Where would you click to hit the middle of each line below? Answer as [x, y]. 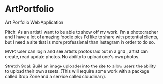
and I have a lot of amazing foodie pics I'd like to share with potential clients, [82, 37]
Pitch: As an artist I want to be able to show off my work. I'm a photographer [82, 32]
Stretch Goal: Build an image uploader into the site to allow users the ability [81, 66]
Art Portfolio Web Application [34, 22]
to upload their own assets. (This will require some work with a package [77, 71]
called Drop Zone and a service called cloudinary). [56, 76]
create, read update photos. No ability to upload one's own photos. [72, 56]
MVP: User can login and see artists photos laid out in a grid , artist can [76, 51]
